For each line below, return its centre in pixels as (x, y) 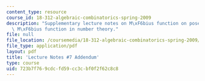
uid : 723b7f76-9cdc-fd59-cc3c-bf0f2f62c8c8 (63, 69)
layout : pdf (21, 52)
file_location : (26, 40)
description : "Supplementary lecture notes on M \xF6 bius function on (97, 23)
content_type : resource (37, 12)
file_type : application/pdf (42, 46)
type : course (23, 63)
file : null (20, 35)
